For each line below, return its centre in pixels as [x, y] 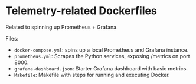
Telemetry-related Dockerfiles [81, 11]
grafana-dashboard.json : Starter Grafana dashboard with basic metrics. [101, 68]
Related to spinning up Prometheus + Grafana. [62, 27]
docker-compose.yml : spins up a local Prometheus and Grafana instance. [101, 50]
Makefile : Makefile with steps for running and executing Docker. [92, 75]
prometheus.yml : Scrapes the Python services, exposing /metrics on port [102, 56]
